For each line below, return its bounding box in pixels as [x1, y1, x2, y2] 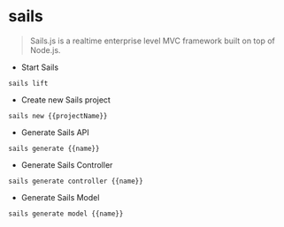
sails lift [8, 79, 49, 87]
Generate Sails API [20, 126, 89, 138]
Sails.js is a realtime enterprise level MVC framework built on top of [29, 35, 276, 46]
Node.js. [29, 44, 61, 55]
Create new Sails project [20, 95, 111, 105]
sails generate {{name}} [8, 144, 100, 153]
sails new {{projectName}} [8, 111, 108, 120]
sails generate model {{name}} [8, 209, 124, 218]
